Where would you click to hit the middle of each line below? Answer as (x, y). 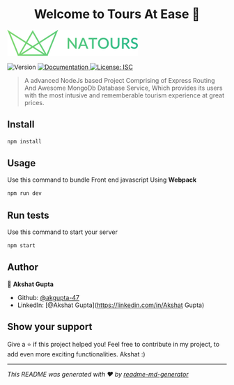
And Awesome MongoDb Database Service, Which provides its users (123, 88)
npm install (24, 141)
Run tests (28, 215)
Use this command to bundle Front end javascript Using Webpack (102, 180)
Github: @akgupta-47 (48, 297)
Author (23, 267)
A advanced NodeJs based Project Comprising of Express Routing (119, 80)
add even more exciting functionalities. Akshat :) (76, 354)
